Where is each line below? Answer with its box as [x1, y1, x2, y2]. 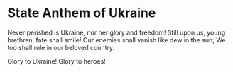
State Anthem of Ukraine [7, 5, 156, 21]
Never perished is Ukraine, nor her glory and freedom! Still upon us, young [7, 28, 226, 37]
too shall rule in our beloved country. [7, 43, 115, 52]
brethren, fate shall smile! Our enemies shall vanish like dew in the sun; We [7, 35, 226, 44]
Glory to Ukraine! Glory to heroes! [7, 56, 107, 65]
